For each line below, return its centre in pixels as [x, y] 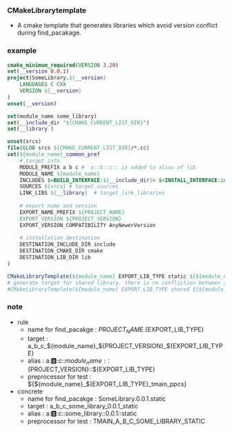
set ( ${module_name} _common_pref [54, 154]
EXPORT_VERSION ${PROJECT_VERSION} [71, 219]
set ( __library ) [30, 129]
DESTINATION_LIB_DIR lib [55, 258]
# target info [40, 161]
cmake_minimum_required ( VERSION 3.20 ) [63, 65]
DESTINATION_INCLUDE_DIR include [68, 244]
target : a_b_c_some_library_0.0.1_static [83, 406]
